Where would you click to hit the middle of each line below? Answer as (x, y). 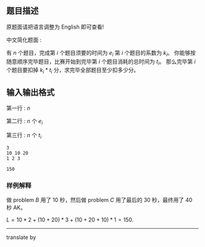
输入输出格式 (31, 92)
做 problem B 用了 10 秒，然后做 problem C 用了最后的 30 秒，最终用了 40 (99, 199)
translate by (21, 237)
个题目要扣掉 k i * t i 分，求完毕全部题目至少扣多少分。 (73, 71)
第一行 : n (18, 108)
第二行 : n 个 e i (24, 122)
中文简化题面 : (24, 40)
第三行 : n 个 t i (24, 136)
